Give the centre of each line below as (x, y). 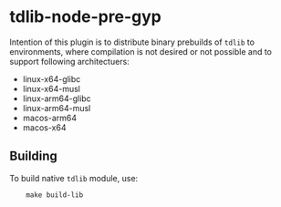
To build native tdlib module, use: (74, 178)
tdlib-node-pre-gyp (85, 17)
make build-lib (55, 195)
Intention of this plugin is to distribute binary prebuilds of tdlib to (132, 42)
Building (33, 156)
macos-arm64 (50, 118)
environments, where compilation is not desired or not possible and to (140, 51)
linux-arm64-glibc (57, 98)
